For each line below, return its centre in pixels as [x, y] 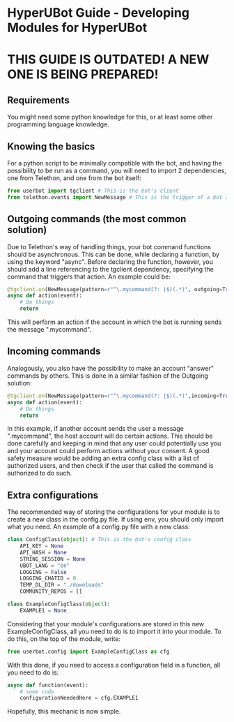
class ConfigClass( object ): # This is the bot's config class [99, 540]
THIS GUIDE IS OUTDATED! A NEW [108, 60]
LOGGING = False [44, 572]
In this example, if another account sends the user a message [96, 429]
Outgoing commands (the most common [97, 219]
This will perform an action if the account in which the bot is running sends [115, 322]
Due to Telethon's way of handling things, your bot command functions [109, 246]
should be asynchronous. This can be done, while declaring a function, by [114, 254]
